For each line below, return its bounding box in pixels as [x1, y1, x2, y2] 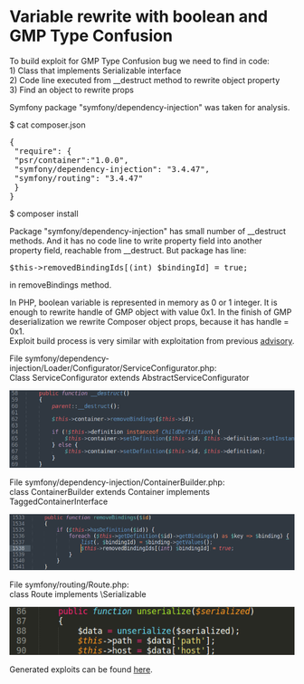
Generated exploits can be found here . [9, 663, 154, 675]
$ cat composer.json [9, 119, 86, 130]
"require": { [14, 146, 72, 156]
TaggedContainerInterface [9, 496, 109, 508]
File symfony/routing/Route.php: [9, 579, 129, 590]
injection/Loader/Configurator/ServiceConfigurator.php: [9, 362, 217, 373]
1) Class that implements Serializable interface [9, 65, 182, 76]
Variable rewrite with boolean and [9, 6, 269, 27]
